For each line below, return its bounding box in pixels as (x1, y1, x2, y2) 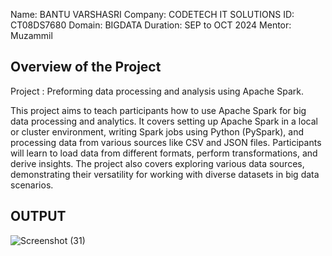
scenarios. (10, 179, 54, 191)
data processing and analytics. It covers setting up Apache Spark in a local (10, 115, 318, 127)
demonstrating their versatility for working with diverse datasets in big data (10, 168, 320, 180)
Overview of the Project (10, 59, 162, 76)
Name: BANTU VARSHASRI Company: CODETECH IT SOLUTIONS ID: (10, 9, 295, 20)
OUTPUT (10, 208, 67, 225)
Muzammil (10, 30, 53, 41)
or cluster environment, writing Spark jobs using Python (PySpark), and (10, 125, 305, 138)
